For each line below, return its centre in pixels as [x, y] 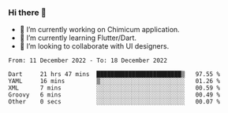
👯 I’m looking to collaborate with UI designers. [94, 46]
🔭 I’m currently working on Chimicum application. [99, 30]
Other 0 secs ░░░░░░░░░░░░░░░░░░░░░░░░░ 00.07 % [114, 102]
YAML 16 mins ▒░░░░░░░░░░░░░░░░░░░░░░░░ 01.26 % [114, 82]
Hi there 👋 [28, 13]
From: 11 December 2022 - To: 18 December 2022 [88, 61]
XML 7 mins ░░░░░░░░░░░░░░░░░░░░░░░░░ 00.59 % [114, 88]
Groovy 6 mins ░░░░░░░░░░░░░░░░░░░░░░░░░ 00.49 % [114, 95]
